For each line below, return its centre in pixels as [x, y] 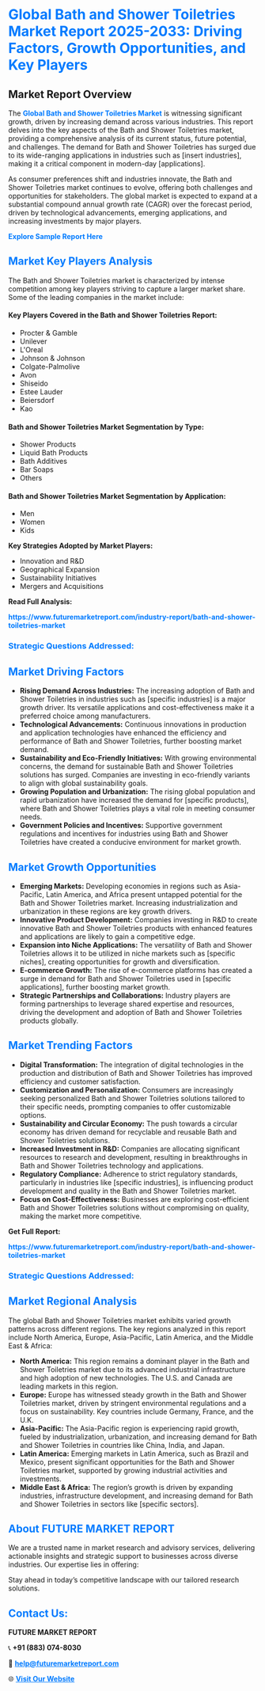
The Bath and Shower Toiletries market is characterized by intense [117, 280]
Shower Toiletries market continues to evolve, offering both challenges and [131, 187]
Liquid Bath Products [54, 453]
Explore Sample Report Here [55, 236]
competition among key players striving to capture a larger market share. [127, 289]
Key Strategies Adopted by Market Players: [81, 546]
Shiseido [34, 384]
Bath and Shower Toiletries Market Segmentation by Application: [117, 496]
